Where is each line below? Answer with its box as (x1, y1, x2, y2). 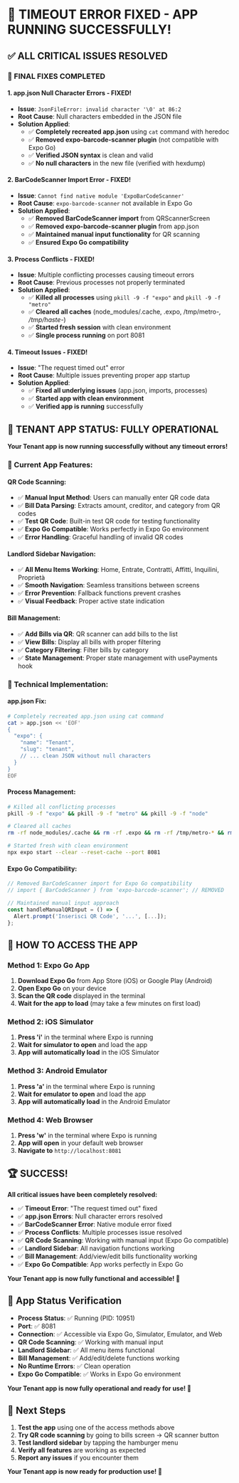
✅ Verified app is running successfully (28, 402, 144, 411)
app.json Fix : (7, 697, 47, 706)
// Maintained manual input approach (7, 899, 119, 906)
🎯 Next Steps (7, 1405, 66, 1417)
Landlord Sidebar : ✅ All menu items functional (17, 1346, 155, 1354)
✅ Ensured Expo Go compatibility (28, 238, 129, 246)
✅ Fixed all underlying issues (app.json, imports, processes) (28, 386, 208, 395)
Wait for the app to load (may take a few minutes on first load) (17, 999, 201, 1008)
